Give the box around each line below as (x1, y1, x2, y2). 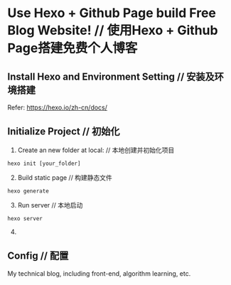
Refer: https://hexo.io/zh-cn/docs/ (7, 103, 108, 112)
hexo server (7, 215, 43, 222)
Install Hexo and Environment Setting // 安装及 (7, 70, 215, 82)
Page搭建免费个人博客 (7, 41, 138, 56)
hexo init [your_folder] (7, 160, 81, 167)
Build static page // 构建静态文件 (17, 173, 112, 182)
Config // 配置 (7, 250, 69, 262)
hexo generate (7, 187, 50, 195)
